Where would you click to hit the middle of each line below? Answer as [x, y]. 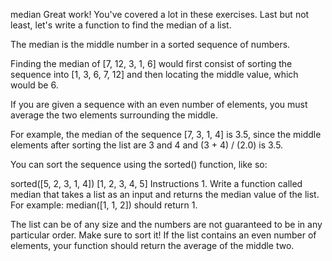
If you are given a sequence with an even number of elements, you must [159, 104]
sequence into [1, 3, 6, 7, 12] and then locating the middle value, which [154, 74]
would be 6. [34, 85]
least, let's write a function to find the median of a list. [121, 25]
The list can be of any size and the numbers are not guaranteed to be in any [166, 224]
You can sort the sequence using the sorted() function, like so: [139, 164]
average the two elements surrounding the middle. [114, 115]
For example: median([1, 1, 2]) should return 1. [104, 205]
